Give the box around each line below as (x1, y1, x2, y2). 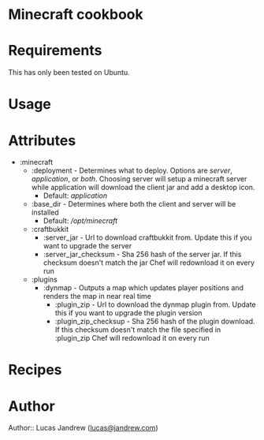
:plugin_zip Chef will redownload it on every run (54, 334, 210, 343)
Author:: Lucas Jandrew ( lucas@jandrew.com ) (8, 423, 158, 433)
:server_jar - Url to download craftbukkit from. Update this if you (43, 233, 252, 242)
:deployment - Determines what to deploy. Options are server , (31, 166, 232, 175)
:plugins (31, 274, 58, 285)
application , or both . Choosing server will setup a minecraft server (31, 174, 247, 184)
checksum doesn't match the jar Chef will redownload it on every (43, 258, 255, 267)
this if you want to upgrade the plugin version (54, 308, 203, 318)
